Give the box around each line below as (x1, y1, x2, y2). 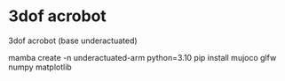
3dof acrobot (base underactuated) (8, 35, 139, 46)
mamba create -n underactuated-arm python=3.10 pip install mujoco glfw (8, 52, 277, 63)
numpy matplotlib (8, 62, 72, 72)
